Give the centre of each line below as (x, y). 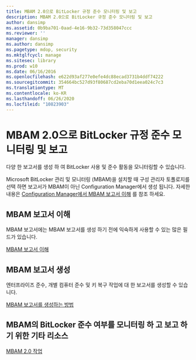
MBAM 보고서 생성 (38, 269)
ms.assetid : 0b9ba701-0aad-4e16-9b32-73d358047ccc (69, 28)
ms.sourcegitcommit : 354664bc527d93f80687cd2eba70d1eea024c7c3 (85, 83)
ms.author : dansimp (30, 45)
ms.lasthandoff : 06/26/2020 (40, 99)
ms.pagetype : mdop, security (42, 50)
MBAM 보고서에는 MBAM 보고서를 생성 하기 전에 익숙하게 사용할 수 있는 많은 (94, 230)
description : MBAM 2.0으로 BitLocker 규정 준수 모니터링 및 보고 (79, 17)
